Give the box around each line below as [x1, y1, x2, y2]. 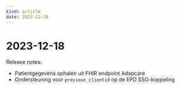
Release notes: [6, 59, 42, 66]
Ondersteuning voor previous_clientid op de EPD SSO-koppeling [14, 76, 175, 83]
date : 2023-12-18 [6, 14, 49, 20]
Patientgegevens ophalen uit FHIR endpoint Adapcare [14, 70, 146, 77]
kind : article [6, 8, 41, 15]
